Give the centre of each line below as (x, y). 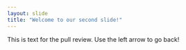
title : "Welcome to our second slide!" (65, 20)
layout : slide (28, 13)
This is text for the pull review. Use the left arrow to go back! (93, 39)
